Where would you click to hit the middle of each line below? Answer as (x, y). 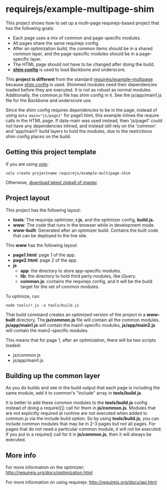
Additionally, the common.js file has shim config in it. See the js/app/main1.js (84, 95)
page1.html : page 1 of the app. (44, 255)
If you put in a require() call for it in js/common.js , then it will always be (79, 434)
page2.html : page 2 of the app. (45, 260)
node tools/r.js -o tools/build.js (42, 305)
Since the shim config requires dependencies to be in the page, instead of (82, 110)
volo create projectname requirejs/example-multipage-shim (68, 173)
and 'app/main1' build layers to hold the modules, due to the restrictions (79, 131)
